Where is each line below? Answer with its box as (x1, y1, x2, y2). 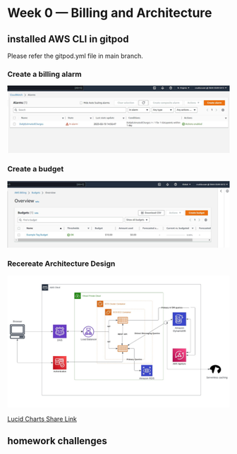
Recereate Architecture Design (7, 259, 116, 269)
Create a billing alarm (7, 69, 83, 79)
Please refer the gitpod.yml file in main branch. (7, 51, 143, 60)
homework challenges (7, 435, 107, 447)
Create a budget (7, 164, 64, 174)
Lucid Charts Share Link (7, 415, 78, 423)
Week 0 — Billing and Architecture (7, 5, 212, 21)
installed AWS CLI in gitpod (7, 33, 129, 45)
